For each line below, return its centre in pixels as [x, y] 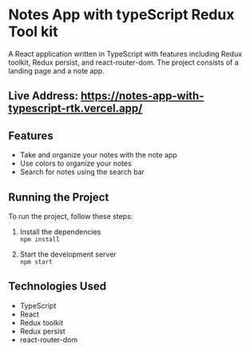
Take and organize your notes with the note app [98, 155]
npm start [36, 261]
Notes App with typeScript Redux [121, 15]
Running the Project [59, 197]
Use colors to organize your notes [75, 164]
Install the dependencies [60, 231]
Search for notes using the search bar [82, 172]
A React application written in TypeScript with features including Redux [125, 54]
